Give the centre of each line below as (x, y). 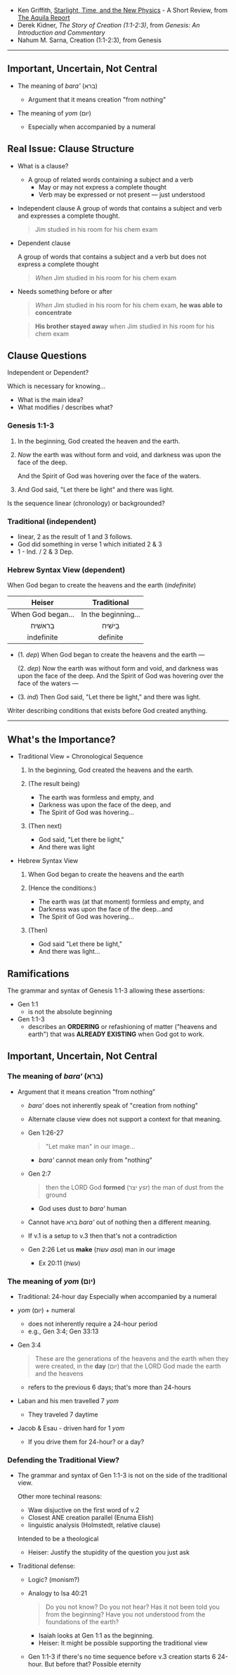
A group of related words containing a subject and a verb (111, 180)
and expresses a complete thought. (69, 216)
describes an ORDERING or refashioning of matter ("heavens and (122, 1026)
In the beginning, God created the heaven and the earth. (99, 441)
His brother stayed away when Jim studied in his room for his (125, 326)
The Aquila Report (44, 18)
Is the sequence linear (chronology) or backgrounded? (86, 503)
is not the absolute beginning (70, 1011)
